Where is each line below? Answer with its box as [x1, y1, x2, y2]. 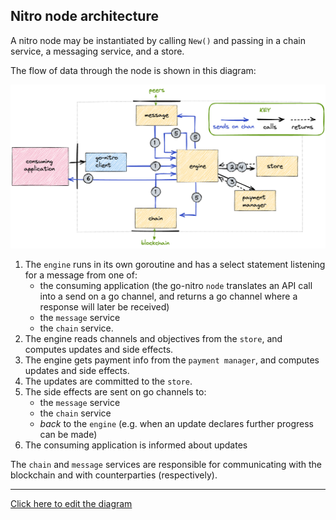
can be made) [39, 429, 98, 441]
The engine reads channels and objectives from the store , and [24, 333, 283, 345]
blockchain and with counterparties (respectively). [10, 469, 218, 481]
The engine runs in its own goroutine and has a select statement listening [24, 259, 326, 271]
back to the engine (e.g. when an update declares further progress [39, 418, 314, 430]
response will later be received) [39, 301, 170, 313]
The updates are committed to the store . [24, 375, 193, 388]
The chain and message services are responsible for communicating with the [10, 459, 322, 471]
